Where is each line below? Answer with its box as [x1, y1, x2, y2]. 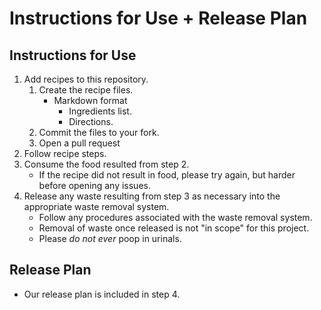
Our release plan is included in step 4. [23, 288, 181, 300]
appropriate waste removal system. [23, 201, 170, 212]
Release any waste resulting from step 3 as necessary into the [23, 190, 281, 202]
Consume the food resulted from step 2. [23, 158, 190, 170]
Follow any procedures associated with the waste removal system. [38, 212, 313, 223]
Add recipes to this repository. [23, 73, 149, 85]
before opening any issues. [38, 180, 151, 191]
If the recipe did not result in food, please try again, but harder [38, 169, 296, 181]
